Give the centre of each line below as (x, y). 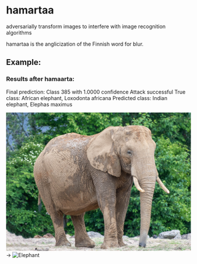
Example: (23, 62)
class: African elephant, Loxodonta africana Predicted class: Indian (87, 98)
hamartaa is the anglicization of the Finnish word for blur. (75, 44)
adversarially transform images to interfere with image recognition (86, 26)
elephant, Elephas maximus (39, 104)
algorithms (19, 32)
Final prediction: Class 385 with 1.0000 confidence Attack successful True (96, 92)
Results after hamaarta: (40, 79)
